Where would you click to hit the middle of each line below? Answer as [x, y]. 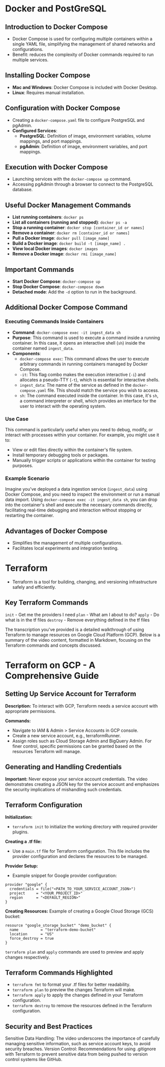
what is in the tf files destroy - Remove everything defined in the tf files [77, 620]
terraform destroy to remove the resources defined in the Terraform [82, 1006]
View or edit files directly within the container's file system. [72, 450]
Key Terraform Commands [47, 603]
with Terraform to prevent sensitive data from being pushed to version [77, 1054]
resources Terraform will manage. [47, 751]
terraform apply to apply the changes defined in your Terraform [78, 995]
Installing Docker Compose [48, 76]
